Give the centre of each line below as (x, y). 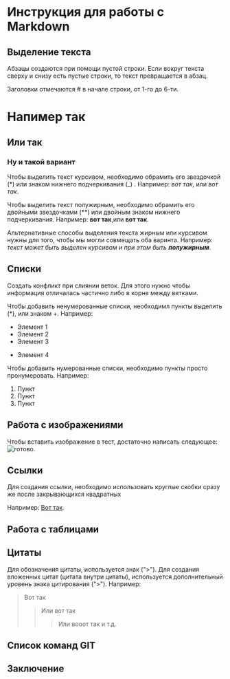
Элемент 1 (32, 327)
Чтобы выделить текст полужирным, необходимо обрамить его (101, 204)
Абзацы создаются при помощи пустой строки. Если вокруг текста (106, 68)
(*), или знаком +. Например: (50, 313)
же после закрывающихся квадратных (64, 494)
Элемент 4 (33, 354)
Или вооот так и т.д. (87, 624)
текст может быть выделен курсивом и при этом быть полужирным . (109, 247)
